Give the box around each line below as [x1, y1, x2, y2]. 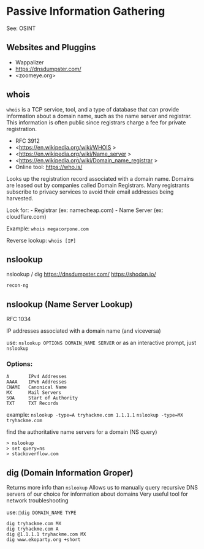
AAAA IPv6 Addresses [6, 379, 67, 385]
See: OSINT [6, 25, 36, 32]
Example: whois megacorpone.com [6, 225, 89, 232]
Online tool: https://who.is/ [15, 163, 83, 170]
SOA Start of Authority [6, 395, 78, 401]
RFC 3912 [15, 137, 40, 145]
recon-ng [6, 282, 29, 289]
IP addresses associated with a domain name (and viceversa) [6, 327, 161, 335]
